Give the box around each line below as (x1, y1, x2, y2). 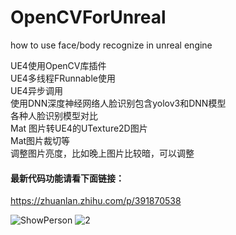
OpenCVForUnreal (10, 6, 167, 29)
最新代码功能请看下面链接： (10, 172, 125, 184)
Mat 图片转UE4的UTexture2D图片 (10, 122, 148, 134)
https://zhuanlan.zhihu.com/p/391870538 (10, 195, 182, 207)
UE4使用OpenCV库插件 (10, 59, 107, 71)
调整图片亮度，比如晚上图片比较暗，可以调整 (10, 147, 195, 159)
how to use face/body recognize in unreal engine (10, 39, 213, 51)
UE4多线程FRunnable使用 (10, 72, 116, 84)
